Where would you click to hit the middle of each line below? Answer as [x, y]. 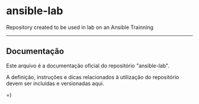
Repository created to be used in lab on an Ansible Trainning [80, 27]
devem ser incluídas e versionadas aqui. [55, 83]
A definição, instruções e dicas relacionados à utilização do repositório [93, 77]
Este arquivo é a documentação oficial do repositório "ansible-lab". [88, 66]
